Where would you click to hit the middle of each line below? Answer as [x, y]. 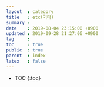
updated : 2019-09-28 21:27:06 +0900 [52, 34]
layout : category [30, 12]
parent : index [26, 56]
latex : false [26, 61]
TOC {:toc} [28, 78]
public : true [25, 50]
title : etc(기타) [30, 17]
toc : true [25, 45]
